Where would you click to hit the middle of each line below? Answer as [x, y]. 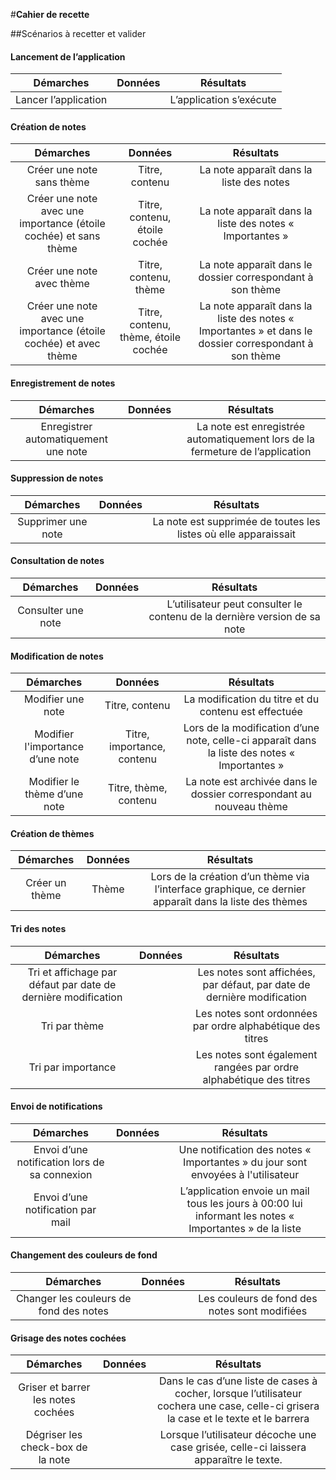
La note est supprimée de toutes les [236, 521]
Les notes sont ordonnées [256, 1013]
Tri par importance [72, 1067]
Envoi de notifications [56, 1106]
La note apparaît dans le [256, 265]
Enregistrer [66, 426]
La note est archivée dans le [251, 782]
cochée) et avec [62, 344]
